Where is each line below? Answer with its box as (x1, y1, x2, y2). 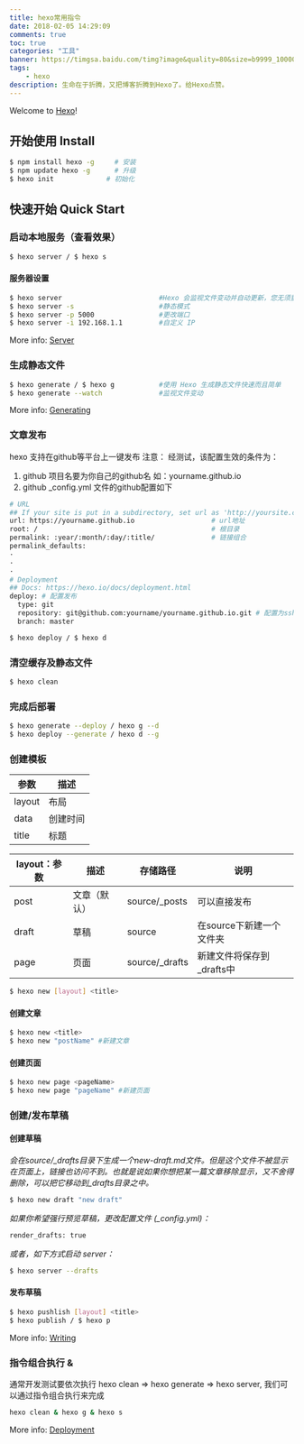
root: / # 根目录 (9, 525, 240, 534)
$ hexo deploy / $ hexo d (9, 633, 106, 642)
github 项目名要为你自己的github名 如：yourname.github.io (22, 470, 242, 481)
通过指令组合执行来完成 (16, 1390, 105, 1401)
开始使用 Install (9, 133, 96, 149)
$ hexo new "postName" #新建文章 (9, 1036, 130, 1046)
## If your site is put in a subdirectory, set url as (9, 508, 220, 517)
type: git (17, 601, 54, 610)
